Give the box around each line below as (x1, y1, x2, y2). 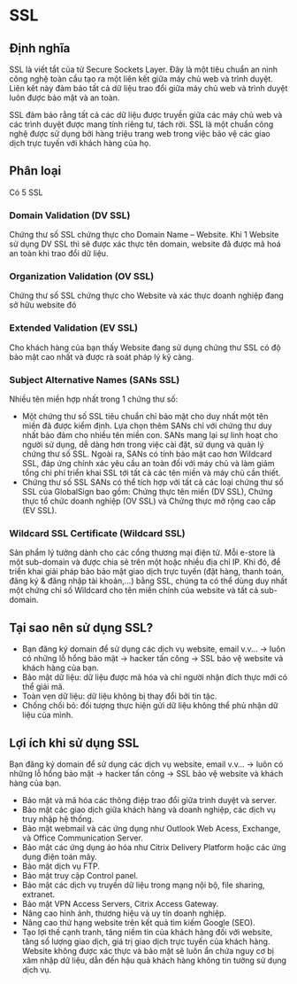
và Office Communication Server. (21, 832, 143, 843)
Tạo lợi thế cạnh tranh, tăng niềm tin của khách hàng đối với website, (21, 926, 273, 937)
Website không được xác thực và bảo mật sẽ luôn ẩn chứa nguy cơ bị (21, 945, 274, 956)
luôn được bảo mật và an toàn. (9, 92, 120, 103)
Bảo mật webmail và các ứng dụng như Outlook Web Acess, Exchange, (21, 823, 281, 833)
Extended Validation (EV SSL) (9, 322, 139, 334)
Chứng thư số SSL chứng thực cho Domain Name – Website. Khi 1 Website (9, 230, 279, 240)
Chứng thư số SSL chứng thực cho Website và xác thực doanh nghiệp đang (9, 290, 285, 301)
